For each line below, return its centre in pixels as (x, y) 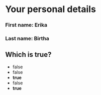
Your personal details (51, 9)
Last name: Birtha (27, 39)
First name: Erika (26, 25)
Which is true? (28, 55)
